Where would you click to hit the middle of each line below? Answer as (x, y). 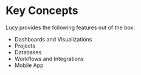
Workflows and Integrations (49, 59)
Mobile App (29, 65)
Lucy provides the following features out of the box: (70, 27)
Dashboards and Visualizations (53, 39)
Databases (28, 52)
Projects (25, 46)
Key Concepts (42, 11)
